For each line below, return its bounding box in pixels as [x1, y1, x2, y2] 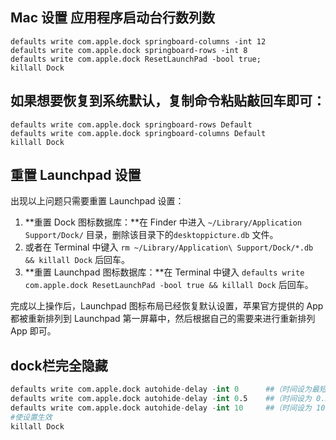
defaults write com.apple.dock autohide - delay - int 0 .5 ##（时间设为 [10, 394, 312, 404]
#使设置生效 [10, 412, 53, 422]
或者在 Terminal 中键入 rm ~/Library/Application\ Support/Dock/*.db [24, 241, 314, 253]
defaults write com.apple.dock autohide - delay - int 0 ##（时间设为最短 [10, 384, 327, 395]
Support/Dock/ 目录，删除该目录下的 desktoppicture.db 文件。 [24, 229, 279, 241]
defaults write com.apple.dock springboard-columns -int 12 [10, 36, 267, 47]
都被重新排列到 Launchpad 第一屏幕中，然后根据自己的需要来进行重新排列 [10, 313, 316, 325]
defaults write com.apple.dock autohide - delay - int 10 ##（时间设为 [10, 403, 312, 413]
